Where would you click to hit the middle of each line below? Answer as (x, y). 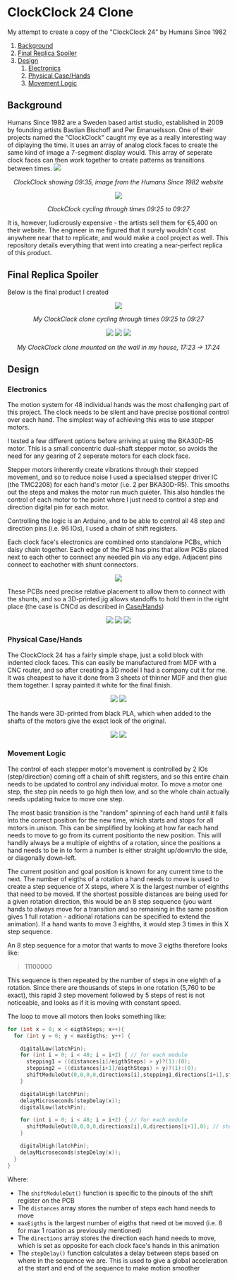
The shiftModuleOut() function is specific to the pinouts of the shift (115, 1193)
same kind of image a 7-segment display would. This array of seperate (110, 152)
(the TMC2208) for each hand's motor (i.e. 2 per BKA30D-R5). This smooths (119, 485)
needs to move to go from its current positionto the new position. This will (114, 835)
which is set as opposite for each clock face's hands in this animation (119, 1245)
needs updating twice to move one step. (66, 798)
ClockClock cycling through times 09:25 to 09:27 (119, 208)
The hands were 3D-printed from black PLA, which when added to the (109, 713)
